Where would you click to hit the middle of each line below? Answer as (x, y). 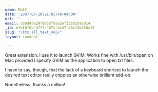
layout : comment (21, 37)
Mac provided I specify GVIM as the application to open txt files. (69, 60)
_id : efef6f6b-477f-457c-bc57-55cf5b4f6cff (50, 28)
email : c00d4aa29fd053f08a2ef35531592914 (48, 23)
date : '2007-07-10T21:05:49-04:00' (41, 14)
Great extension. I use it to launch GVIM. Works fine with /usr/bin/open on (79, 55)
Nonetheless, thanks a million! (35, 84)
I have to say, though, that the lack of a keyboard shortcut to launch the (77, 69)
